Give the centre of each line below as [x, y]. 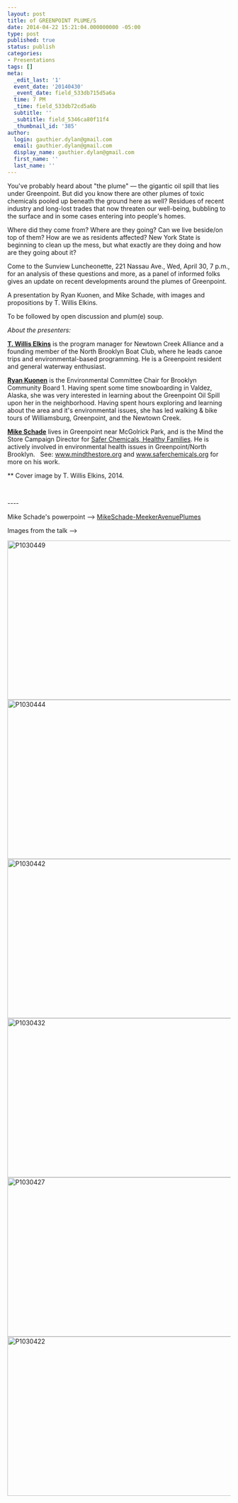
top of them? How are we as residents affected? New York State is [104, 237]
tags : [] [20, 67]
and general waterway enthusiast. [57, 366]
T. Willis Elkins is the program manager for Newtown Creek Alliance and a [116, 343]
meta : [15, 73]
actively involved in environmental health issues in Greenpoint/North [107, 446]
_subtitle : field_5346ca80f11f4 [62, 119]
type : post [23, 34]
